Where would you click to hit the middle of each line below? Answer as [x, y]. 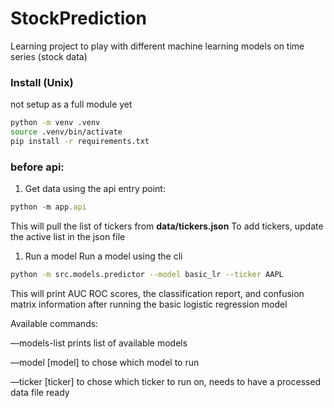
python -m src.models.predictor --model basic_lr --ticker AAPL [147, 275]
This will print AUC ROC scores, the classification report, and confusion [157, 293]
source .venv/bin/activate [66, 132]
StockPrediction [78, 18]
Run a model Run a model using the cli [103, 256]
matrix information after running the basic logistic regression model [149, 304]
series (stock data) [49, 56]
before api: [37, 167]
